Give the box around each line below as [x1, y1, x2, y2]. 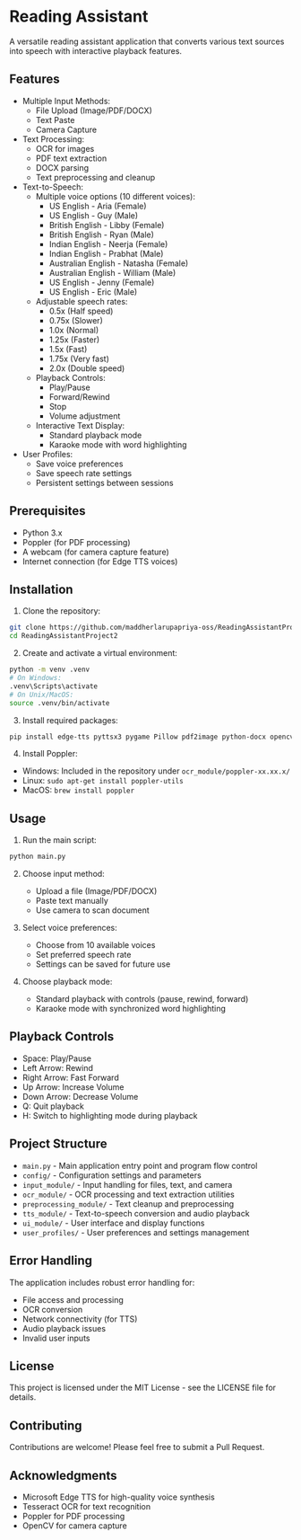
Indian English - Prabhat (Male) [48, 248, 164, 259]
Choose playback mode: [21, 977, 113, 987]
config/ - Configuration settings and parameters [21, 1170, 202, 1181]
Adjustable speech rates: [35, 296, 128, 306]
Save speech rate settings [35, 467, 133, 478]
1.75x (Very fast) [48, 353, 110, 364]
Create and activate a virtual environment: [21, 648, 177, 659]
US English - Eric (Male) [48, 286, 138, 297]
